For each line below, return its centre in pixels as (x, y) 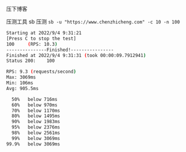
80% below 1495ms (36, 116)
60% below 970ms (35, 105)
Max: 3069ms (21, 78)
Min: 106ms (20, 83)
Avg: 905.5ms (22, 88)
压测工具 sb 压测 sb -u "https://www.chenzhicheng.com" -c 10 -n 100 (93, 22)
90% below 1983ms (36, 122)
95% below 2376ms (36, 127)
